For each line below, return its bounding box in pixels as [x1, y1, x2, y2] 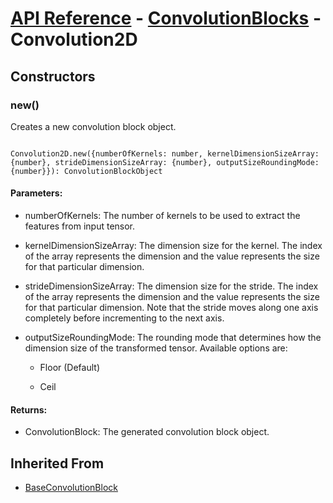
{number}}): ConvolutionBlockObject [10, 166, 163, 176]
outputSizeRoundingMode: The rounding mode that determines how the [24, 332, 322, 344]
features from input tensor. [24, 220, 136, 232]
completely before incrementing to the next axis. [24, 312, 225, 324]
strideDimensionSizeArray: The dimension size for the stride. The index [24, 280, 319, 292]
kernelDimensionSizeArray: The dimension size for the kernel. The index [24, 240, 323, 252]
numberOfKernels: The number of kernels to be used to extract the [24, 210, 301, 222]
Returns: [10, 403, 48, 416]
